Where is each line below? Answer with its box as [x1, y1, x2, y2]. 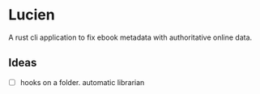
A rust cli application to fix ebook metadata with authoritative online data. [8, 32, 253, 42]
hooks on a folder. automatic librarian [19, 77, 145, 87]
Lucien [8, 6, 55, 24]
